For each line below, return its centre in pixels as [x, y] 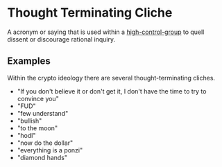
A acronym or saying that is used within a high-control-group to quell [106, 32]
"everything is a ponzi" [50, 150]
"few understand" [43, 113]
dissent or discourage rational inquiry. [61, 39]
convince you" [38, 98]
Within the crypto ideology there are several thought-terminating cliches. [111, 78]
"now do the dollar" [45, 143]
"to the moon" [37, 128]
